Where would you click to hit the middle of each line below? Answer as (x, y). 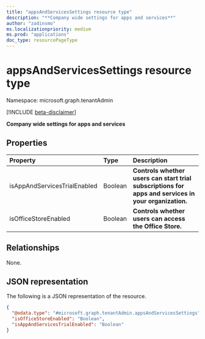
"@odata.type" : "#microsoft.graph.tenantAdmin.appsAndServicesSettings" (106, 313)
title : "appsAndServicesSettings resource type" (69, 12)
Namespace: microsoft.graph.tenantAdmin (60, 100)
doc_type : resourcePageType (42, 40)
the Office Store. (157, 226)
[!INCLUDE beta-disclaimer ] (41, 112)
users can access (159, 218)
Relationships (33, 248)
